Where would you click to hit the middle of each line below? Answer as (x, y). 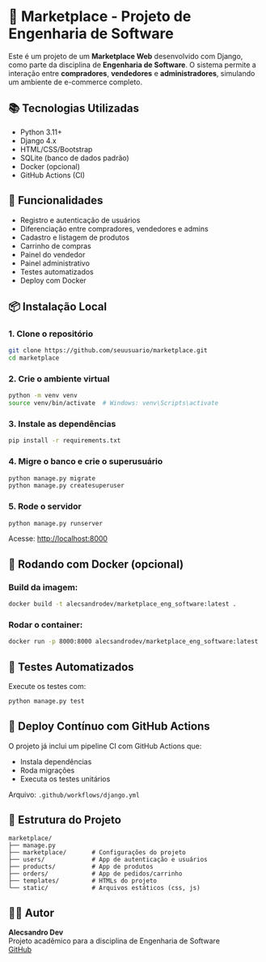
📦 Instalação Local (58, 306)
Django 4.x (38, 140)
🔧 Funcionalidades (56, 200)
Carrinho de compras (55, 245)
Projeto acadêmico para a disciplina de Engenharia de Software (114, 941)
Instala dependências (56, 761)
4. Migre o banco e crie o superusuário (86, 462)
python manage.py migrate (52, 478)
